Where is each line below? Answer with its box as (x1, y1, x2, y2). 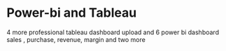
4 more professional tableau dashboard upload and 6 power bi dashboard (6, 28, 220, 36)
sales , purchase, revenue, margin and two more (6, 35, 146, 43)
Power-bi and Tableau (6, 5, 137, 21)
